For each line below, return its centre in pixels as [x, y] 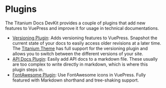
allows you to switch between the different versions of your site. [78, 54]
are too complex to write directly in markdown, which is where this [80, 64]
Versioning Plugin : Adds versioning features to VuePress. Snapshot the [85, 38]
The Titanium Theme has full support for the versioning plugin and [80, 48]
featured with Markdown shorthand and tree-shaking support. [76, 80]
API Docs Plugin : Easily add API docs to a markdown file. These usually [85, 59]
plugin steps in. [28, 69]
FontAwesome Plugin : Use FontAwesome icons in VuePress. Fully [79, 75]
